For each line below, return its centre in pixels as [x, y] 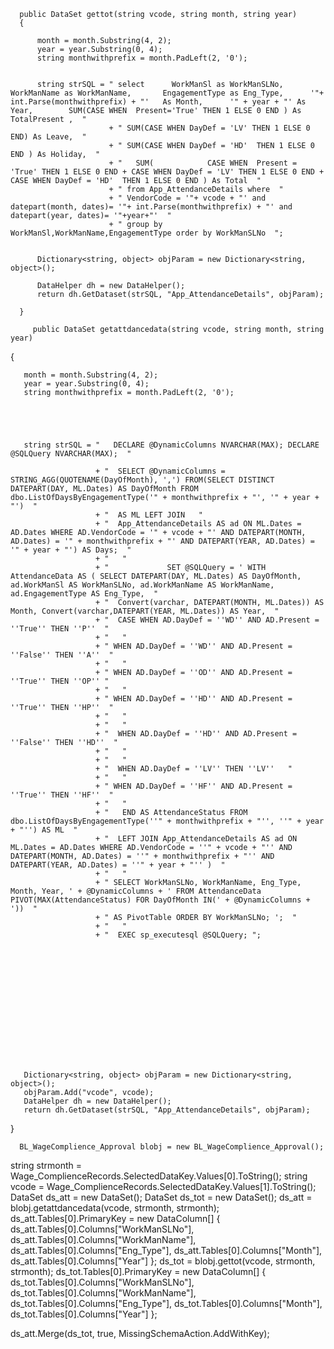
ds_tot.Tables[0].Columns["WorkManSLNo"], [102, 1282]
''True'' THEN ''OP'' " [60, 681]
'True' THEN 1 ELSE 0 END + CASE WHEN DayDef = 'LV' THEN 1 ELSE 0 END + [167, 172]
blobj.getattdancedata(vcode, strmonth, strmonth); [115, 1208]
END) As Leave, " [48, 137]
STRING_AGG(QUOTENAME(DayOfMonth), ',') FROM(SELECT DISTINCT [142, 480]
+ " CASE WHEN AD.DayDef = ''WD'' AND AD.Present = [207, 620]
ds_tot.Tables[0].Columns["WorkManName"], [103, 1293]
